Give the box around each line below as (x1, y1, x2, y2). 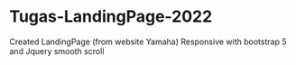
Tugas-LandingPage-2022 (9, 6, 213, 27)
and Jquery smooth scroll (9, 45, 105, 56)
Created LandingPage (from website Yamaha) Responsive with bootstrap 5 (9, 36, 287, 47)
